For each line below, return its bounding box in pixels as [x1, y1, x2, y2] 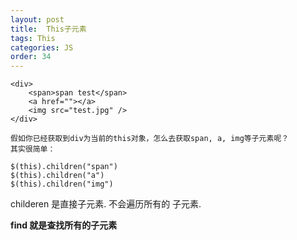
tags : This [10, 33, 56, 43]
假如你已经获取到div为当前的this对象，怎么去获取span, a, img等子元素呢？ [10, 134, 290, 144]
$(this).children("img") [10, 179, 114, 190]
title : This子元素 [10, 24, 87, 34]
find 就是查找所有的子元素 [10, 219, 118, 231]
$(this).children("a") [10, 171, 105, 181]
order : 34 [10, 52, 52, 62]
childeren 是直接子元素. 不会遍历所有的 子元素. [10, 198, 202, 210]
